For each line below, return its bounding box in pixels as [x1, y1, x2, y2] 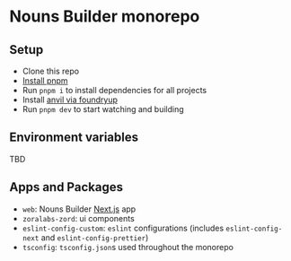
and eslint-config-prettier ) [40, 231, 149, 243]
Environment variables [9, 130, 139, 145]
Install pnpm [22, 75, 69, 86]
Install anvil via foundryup [22, 94, 119, 105]
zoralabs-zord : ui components [22, 213, 135, 223]
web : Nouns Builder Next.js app [22, 204, 137, 214]
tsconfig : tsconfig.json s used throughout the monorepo [22, 241, 234, 252]
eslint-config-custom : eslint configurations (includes [22, 222, 225, 233]
